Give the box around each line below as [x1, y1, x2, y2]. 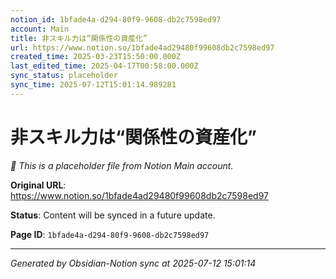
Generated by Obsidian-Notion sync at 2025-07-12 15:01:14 [10, 257, 257, 269]
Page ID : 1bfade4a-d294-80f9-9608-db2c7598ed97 [10, 228, 210, 240]
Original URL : [10, 179, 67, 191]
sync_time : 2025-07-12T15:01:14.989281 [10, 80, 177, 90]
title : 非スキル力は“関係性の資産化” [10, 33, 148, 43]
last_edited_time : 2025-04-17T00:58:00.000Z [10, 61, 199, 71]
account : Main [10, 24, 70, 34]
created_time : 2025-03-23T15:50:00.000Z [10, 52, 182, 62]
